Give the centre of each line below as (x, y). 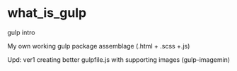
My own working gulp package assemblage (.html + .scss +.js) (99, 46)
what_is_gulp (47, 13)
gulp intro (21, 32)
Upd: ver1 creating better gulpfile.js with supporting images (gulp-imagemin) (119, 59)
